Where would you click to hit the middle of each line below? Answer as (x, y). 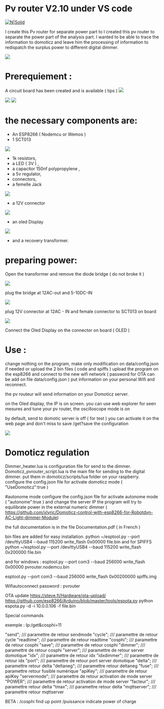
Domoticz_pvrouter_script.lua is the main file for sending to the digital (75, 471)
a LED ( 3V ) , (25, 163)
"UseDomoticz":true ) (27, 487)
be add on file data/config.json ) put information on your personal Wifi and (80, 379)
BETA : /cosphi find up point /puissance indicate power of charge (71, 701)
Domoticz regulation (47, 452)
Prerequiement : (39, 76)
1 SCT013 (22, 139)
